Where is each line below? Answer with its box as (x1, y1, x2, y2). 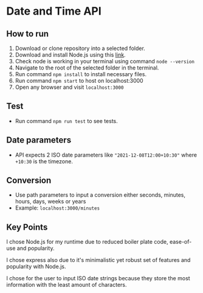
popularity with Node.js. (6, 263, 66, 270)
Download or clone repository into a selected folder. (15, 44, 146, 52)
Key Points (6, 222, 48, 232)
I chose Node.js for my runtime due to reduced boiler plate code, (6, 238, 168, 245)
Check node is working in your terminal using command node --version (15, 58, 195, 65)
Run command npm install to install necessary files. (15, 71, 147, 77)
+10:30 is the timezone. (15, 157, 73, 165)
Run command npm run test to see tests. (15, 117, 118, 124)
